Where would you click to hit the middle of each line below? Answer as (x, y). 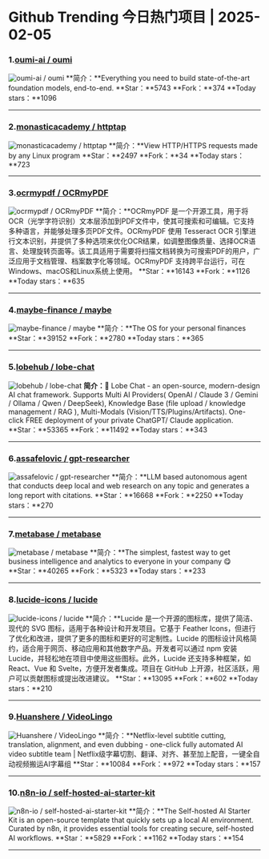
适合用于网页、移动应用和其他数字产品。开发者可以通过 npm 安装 (130, 648)
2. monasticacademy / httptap (67, 127)
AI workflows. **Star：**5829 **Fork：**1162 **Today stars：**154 (126, 838)
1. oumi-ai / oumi (40, 60)
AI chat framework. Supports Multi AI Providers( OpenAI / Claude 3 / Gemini (133, 395)
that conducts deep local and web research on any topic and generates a (129, 485)
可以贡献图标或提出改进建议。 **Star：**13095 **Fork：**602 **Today (137, 678)
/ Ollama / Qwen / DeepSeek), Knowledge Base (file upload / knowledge (127, 403)
